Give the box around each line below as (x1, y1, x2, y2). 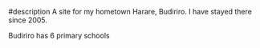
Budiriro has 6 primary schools (8, 31, 110, 40)
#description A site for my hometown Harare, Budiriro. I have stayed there (8, 7, 253, 16)
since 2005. (8, 15, 48, 25)
